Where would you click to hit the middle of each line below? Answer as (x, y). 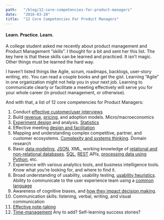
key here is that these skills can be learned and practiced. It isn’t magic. (79, 56)
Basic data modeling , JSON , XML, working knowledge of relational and (85, 148)
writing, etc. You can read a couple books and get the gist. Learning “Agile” (82, 76)
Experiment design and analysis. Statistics (56, 122)
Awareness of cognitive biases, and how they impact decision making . (84, 191)
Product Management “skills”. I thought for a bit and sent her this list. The (80, 51)
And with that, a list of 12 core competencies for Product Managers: (75, 102)
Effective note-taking (34, 207)
